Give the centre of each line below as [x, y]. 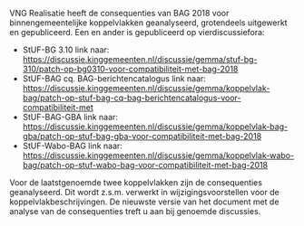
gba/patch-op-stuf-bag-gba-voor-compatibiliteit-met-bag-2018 [142, 136]
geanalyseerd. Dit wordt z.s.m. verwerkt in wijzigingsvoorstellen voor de [144, 192]
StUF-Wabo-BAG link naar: [72, 146]
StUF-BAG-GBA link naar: [70, 117]
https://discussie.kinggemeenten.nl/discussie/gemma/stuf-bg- [140, 59]
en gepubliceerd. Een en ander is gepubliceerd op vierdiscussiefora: [137, 32]
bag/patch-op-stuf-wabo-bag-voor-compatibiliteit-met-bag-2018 [145, 165]
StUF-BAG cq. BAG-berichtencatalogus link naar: [114, 79]
